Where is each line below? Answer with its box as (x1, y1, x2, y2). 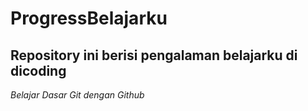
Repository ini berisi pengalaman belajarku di (10, 47, 298, 64)
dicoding (10, 62, 67, 79)
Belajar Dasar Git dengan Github (10, 89, 145, 101)
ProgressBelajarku (10, 7, 168, 30)
